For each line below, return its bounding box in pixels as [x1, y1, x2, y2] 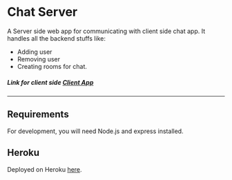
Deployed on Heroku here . [7, 165, 82, 173]
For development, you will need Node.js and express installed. [7, 127, 184, 135]
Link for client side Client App [7, 78, 94, 86]
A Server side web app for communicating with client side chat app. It [7, 27, 206, 35]
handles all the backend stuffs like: [7, 34, 106, 42]
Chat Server [7, 4, 78, 20]
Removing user [17, 54, 61, 63]
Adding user [17, 48, 52, 56]
